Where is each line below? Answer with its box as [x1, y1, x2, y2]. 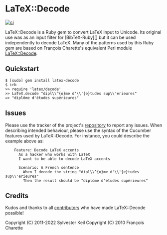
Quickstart [5, 65, 39, 73]
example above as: [5, 138, 44, 144]
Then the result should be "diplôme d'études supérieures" [23, 178, 149, 183]
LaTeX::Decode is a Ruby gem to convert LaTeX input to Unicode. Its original [5, 29, 162, 35]
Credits [5, 191, 29, 200]
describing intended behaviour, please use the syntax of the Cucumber [5, 127, 151, 133]
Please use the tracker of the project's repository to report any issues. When [5, 122, 163, 128]
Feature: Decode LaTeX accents [14, 147, 79, 152]
